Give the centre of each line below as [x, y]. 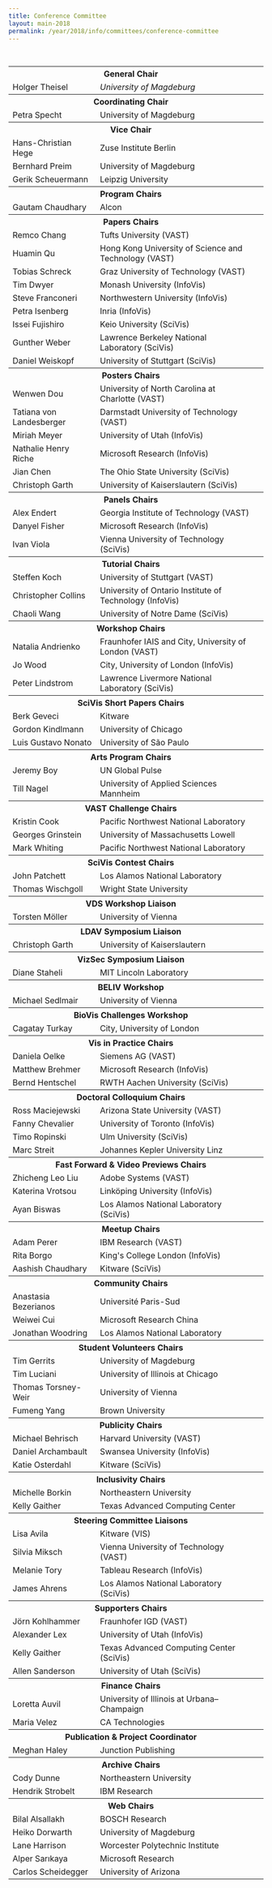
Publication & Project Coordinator [130, 1737]
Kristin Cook [36, 822]
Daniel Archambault [50, 1452]
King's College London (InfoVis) [160, 1255]
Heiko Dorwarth [42, 1832]
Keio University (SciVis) [145, 324]
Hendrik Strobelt [44, 1791]
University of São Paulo [144, 743]
